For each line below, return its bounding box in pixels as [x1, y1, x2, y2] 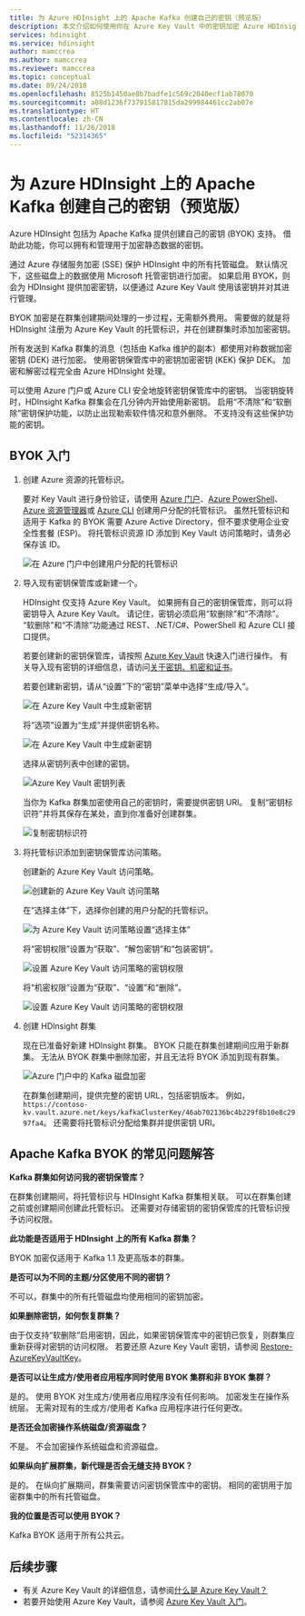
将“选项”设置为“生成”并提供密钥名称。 [22, 719, 165, 730]
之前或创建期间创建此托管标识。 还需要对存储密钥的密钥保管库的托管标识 [9, 1202, 282, 1213]
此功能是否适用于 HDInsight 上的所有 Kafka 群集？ [9, 1233, 198, 1244]
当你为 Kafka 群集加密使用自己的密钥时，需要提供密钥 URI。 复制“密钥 [22, 796, 285, 807]
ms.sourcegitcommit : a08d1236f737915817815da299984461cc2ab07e [9, 97, 254, 107]
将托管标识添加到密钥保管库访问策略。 [22, 846, 166, 857]
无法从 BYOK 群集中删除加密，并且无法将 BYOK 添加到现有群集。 [40, 1051, 285, 1062]
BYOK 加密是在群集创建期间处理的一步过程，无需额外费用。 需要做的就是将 [9, 312, 290, 323]
